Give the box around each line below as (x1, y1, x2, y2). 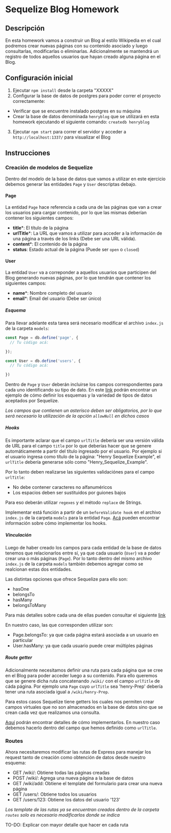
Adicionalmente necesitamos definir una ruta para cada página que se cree (5, 667, 163, 673)
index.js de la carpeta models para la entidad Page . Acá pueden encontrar (5, 515, 160, 521)
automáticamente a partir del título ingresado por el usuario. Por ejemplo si (5, 448, 162, 454)
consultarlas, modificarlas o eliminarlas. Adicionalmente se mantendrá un (5, 48, 159, 54)
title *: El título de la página (12, 225, 69, 231)
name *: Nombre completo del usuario (12, 290, 93, 296)
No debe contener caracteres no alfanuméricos (12, 484, 112, 490)
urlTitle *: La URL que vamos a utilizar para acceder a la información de (12, 230, 162, 236)
